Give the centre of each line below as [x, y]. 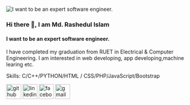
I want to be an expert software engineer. [58, 39]
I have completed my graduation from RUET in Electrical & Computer [90, 52]
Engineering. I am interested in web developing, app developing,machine [95, 58]
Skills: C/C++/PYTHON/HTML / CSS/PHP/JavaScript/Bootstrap [83, 76]
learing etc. [20, 65]
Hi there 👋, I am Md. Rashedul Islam [58, 24]
